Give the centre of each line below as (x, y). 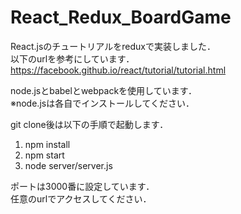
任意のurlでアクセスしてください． (81, 198)
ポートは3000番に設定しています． (82, 186)
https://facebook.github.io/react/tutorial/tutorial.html (118, 70)
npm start (44, 155)
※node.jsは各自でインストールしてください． (102, 103)
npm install (47, 144)
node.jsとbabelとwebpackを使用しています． (104, 90)
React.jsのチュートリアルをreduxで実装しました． (113, 46)
